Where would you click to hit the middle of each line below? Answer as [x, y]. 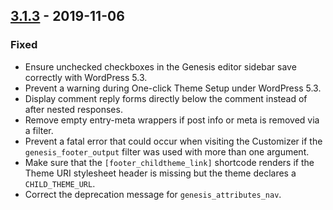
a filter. [39, 130]
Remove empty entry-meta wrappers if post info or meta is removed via [172, 120]
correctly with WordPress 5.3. [86, 77]
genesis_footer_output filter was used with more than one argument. [167, 151]
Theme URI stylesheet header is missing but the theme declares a [160, 173]
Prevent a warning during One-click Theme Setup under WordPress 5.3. [173, 88]
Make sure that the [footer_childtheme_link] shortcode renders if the [169, 162]
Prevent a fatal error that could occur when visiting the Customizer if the [173, 141]
